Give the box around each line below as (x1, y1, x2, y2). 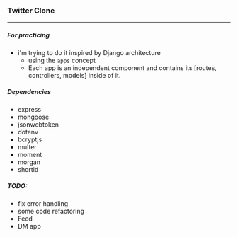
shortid (17, 166, 39, 174)
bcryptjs (17, 135, 42, 144)
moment (17, 151, 42, 159)
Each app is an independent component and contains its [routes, (28, 64, 217, 72)
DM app (17, 222, 41, 231)
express (17, 105, 41, 114)
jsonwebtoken (17, 120, 59, 129)
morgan (17, 158, 41, 166)
